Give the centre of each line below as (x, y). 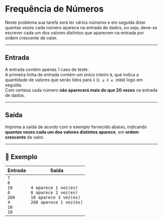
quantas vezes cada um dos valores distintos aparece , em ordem (72, 132)
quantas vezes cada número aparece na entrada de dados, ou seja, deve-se (81, 27)
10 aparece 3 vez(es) (56, 197)
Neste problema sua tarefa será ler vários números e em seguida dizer (75, 22)
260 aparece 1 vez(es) (57, 202)
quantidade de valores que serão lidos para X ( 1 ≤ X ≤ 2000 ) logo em (74, 80)
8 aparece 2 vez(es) (54, 193)
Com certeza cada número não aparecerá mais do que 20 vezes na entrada (81, 90)
